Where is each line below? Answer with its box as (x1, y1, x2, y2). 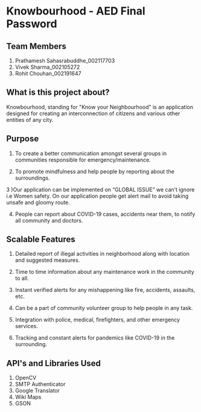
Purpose (6, 134, 39, 144)
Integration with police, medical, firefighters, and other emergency (14, 316, 180, 323)
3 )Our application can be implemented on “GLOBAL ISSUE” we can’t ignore (6, 186, 195, 193)
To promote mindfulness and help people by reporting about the (14, 168, 175, 175)
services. (14, 323, 38, 330)
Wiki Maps (14, 393, 42, 401)
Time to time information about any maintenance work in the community (14, 268, 194, 276)
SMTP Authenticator (14, 381, 66, 388)
